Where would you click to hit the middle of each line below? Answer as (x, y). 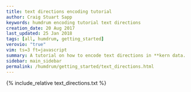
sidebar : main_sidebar (34, 61)
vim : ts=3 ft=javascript (37, 50)
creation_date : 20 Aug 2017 (41, 28)
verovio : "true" (26, 45)
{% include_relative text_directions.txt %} (56, 83)
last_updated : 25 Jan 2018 (39, 34)
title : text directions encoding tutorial (59, 11)
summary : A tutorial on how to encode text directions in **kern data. (96, 55)
